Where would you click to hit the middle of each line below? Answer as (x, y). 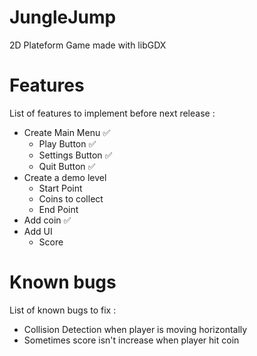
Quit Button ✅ (67, 166)
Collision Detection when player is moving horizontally (135, 329)
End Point (58, 209)
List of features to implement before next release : (112, 113)
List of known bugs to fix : (63, 310)
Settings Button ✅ (75, 155)
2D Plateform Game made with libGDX (88, 45)
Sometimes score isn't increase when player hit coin (131, 340)
